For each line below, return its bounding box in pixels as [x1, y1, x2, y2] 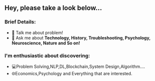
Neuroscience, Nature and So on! [11, 40, 81, 46]
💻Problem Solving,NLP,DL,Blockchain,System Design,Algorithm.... [11, 63, 145, 69]
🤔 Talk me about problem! [11, 29, 64, 36]
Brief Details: [4, 19, 36, 25]
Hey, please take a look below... [4, 4, 103, 12]
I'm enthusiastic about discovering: [4, 52, 90, 59]
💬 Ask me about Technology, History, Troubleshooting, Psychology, [11, 35, 151, 40]
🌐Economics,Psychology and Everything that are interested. [11, 70, 133, 76]
